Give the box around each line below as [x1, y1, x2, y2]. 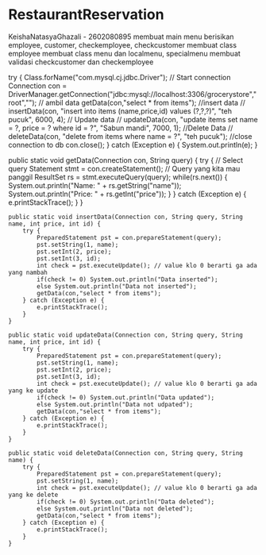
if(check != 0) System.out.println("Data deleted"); [37, 498, 215, 506]
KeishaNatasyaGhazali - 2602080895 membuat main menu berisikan [8, 32, 234, 41]
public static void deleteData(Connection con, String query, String [8, 449, 244, 457]
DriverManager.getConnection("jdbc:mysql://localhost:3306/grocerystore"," [8, 89, 257, 98]
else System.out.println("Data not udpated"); [37, 400, 194, 408]
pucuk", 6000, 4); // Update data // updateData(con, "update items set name [8, 114, 258, 124]
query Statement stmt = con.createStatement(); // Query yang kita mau [8, 164, 241, 173]
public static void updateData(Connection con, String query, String [8, 331, 244, 339]
